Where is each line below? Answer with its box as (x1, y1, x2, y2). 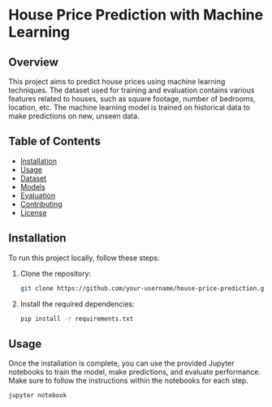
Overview (8, 55, 59, 69)
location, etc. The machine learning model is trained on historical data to (8, 103, 250, 112)
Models (19, 182, 46, 191)
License (19, 208, 47, 217)
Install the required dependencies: (19, 298, 136, 309)
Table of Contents (8, 135, 101, 148)
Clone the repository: (19, 268, 92, 278)
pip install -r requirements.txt (19, 315, 134, 323)
